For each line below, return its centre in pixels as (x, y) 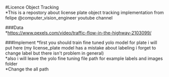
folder (11, 64)
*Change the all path (27, 69)
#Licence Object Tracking (32, 7)
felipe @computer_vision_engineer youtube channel (59, 18)
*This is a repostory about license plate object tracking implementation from (84, 12)
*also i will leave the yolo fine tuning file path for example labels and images (84, 58)
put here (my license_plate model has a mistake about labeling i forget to (81, 48)
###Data (14, 27)
